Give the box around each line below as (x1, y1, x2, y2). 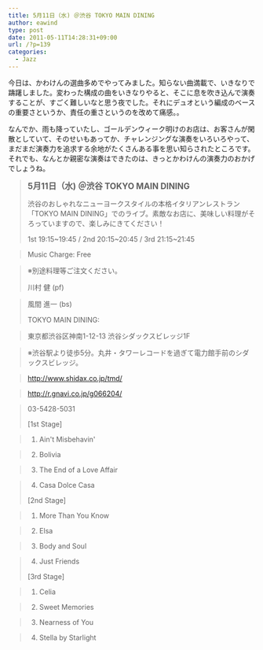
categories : (8, 48, 47, 56)
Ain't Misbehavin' (38, 434, 96, 444)
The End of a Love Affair (38, 465, 119, 475)
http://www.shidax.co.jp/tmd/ (27, 373, 123, 382)
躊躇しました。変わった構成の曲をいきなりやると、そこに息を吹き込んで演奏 (8, 87, 255, 97)
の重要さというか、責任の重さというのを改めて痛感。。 (8, 107, 184, 116)
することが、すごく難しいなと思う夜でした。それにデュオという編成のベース (8, 98, 256, 107)
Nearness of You (38, 617, 94, 626)
